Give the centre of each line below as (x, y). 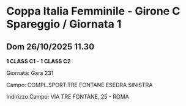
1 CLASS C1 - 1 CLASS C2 (39, 61)
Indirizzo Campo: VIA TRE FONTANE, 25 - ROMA (68, 97)
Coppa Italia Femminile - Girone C (93, 11)
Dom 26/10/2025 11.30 (50, 47)
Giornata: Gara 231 (30, 73)
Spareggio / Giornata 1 (64, 24)
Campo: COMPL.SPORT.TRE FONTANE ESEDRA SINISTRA (80, 85)
